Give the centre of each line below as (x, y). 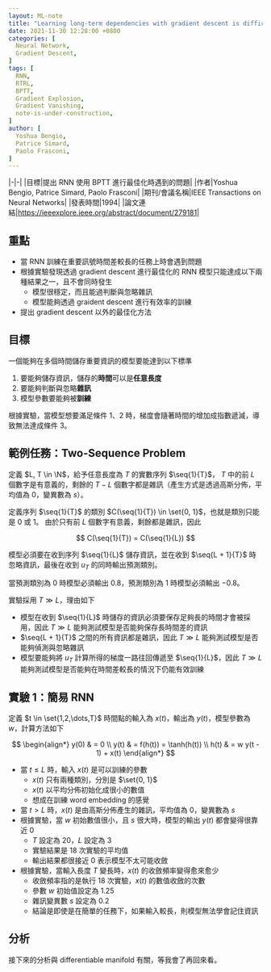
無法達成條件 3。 (43, 425)
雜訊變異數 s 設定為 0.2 (71, 901)
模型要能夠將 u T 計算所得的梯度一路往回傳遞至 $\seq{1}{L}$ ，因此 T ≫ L (141, 659)
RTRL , (25, 83)
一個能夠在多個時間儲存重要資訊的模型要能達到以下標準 (100, 361)
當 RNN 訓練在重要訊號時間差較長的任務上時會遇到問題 (111, 262)
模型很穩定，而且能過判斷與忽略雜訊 (92, 292)
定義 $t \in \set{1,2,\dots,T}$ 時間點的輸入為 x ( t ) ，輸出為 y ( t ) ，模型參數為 (129, 719)
